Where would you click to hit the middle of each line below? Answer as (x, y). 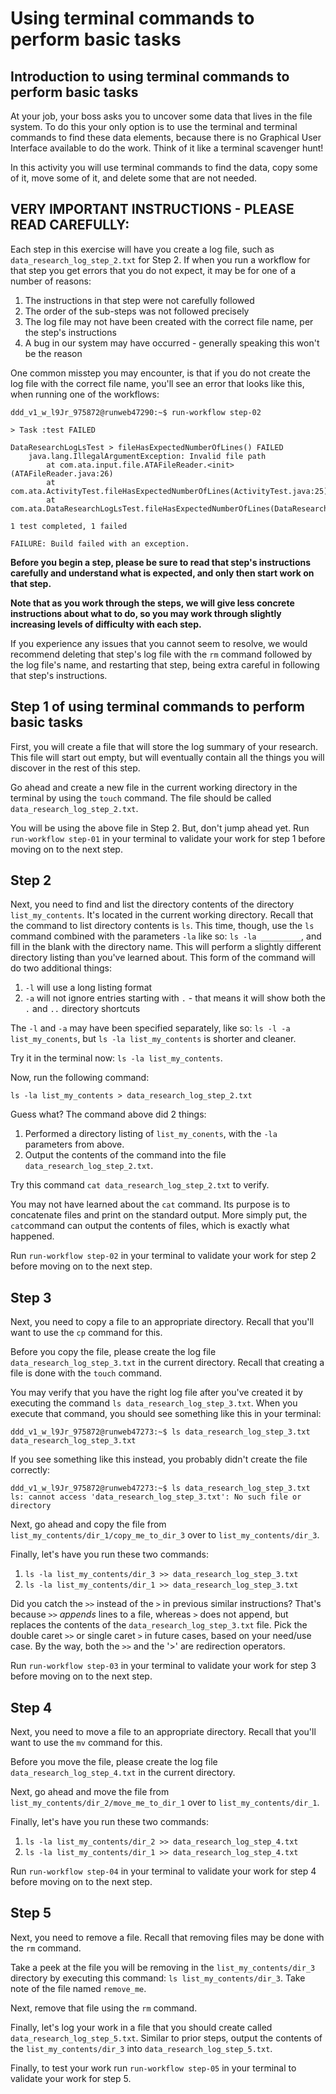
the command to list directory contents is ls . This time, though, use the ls (162, 926)
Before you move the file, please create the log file (114, 1762)
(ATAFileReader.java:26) (62, 473)
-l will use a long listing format (88, 988)
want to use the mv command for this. (86, 1743)
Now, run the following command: (80, 1078)
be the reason (53, 353)
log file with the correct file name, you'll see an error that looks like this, (157, 383)
